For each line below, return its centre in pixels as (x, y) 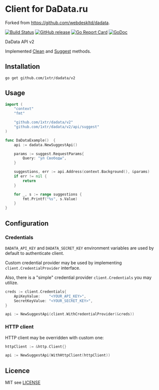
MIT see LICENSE (23, 383)
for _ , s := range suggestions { (48, 194)
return (29, 181)
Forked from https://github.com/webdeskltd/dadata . (57, 23)
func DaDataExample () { (30, 140)
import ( (14, 104)
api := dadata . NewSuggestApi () (46, 145)
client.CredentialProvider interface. (43, 268)
